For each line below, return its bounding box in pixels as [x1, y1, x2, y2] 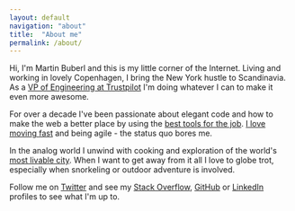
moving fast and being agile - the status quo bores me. [9, 127, 213, 139]
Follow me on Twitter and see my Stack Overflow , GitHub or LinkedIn [9, 181, 264, 193]
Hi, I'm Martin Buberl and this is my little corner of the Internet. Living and [9, 63, 282, 74]
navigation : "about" [9, 22, 87, 31]
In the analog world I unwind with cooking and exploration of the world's [9, 145, 277, 156]
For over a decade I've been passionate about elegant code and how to [9, 109, 274, 119]
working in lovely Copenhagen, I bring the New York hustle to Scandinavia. [9, 73, 286, 84]
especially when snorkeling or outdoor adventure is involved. [9, 164, 236, 175]
